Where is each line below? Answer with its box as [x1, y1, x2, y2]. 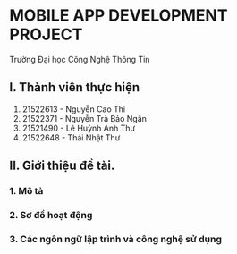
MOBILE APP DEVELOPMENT [9, 5, 228, 26]
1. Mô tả [9, 185, 44, 198]
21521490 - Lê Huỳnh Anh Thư [21, 123, 136, 133]
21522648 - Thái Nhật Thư [21, 131, 121, 143]
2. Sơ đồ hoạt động [9, 208, 93, 221]
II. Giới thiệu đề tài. [9, 158, 115, 174]
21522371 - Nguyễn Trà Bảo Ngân [21, 113, 148, 123]
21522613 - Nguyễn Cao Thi [21, 104, 126, 114]
